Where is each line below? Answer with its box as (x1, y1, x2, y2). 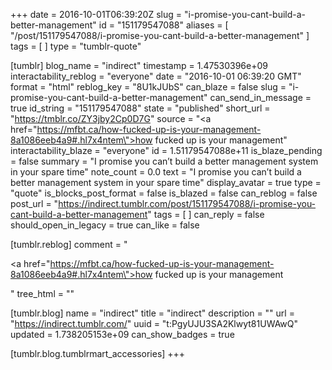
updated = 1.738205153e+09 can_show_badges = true (10, 329, 235, 340)
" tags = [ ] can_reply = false (147, 209, 265, 220)
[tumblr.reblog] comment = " (10, 239, 128, 250)
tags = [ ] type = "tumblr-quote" (10, 40, 142, 52)
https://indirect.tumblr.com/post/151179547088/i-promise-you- (58, 198, 317, 209)
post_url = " (10, 198, 59, 209)
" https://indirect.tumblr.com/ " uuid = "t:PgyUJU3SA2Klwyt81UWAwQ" (10, 318, 299, 329)
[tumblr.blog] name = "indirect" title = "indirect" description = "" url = (10, 307, 295, 319)
